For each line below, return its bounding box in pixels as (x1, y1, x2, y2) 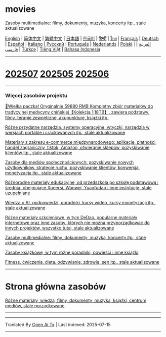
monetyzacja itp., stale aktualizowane (5, 170, 82, 176)
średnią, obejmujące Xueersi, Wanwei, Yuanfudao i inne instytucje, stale (5, 185, 152, 191)
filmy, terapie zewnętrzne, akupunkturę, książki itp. (5, 115, 109, 121)
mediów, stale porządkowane (5, 303, 65, 309)
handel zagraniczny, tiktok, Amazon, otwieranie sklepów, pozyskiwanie (5, 145, 150, 151)
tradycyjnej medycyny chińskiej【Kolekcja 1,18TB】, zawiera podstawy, (5, 109, 150, 115)
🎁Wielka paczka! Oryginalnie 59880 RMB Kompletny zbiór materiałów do (5, 103, 153, 110)
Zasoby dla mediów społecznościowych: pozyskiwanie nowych (5, 160, 134, 166)
